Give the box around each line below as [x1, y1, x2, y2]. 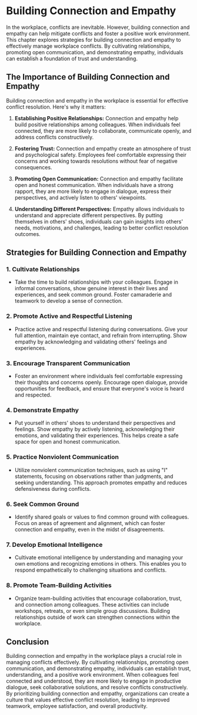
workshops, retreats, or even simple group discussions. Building [14, 607, 171, 614]
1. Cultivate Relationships [6, 265, 80, 274]
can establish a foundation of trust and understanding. [6, 55, 138, 62]
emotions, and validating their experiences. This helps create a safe [14, 432, 179, 439]
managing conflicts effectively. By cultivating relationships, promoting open [6, 659, 189, 666]
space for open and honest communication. [14, 438, 121, 445]
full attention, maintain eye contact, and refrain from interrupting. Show [14, 332, 187, 339]
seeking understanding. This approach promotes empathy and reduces [14, 479, 187, 486]
